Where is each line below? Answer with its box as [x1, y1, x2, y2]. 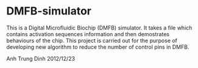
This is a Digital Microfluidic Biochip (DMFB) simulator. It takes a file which [6, 24, 193, 31]
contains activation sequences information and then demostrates [6, 30, 169, 37]
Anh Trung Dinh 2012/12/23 [6, 55, 75, 62]
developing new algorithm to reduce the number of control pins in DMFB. [6, 43, 189, 51]
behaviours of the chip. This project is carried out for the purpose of [6, 37, 178, 44]
